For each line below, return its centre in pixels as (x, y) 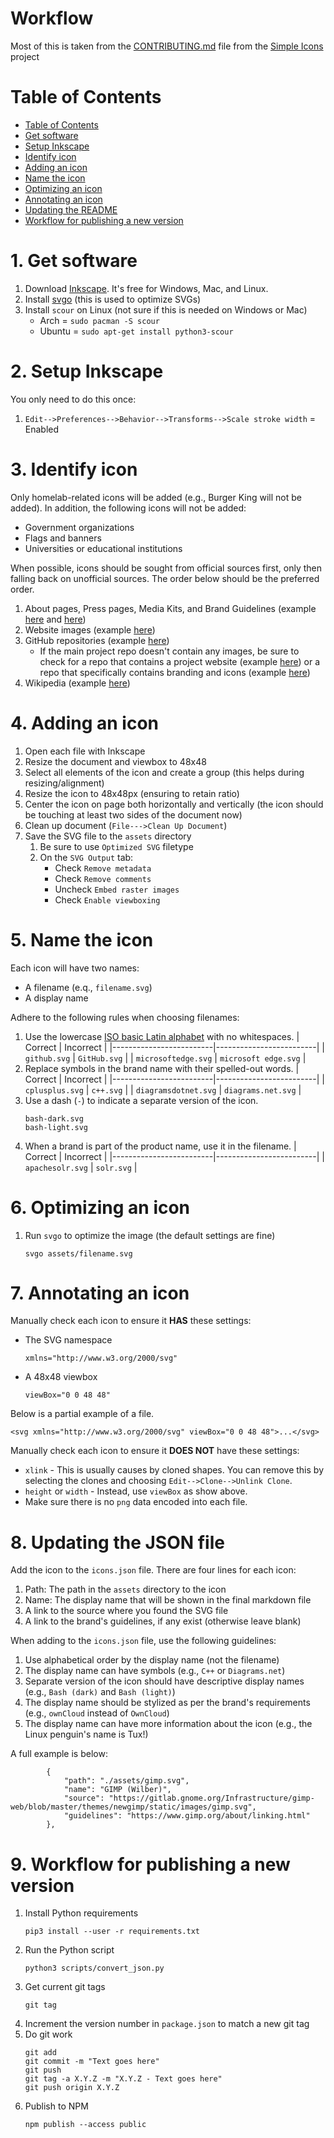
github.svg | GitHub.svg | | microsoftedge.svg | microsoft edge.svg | (165, 1058)
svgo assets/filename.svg (78, 1253)
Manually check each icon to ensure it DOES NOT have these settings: (155, 1451)
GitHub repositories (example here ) (97, 640)
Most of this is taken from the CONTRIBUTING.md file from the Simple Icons (167, 46)
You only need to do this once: (73, 399)
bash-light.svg (56, 1127)
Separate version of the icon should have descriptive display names (164, 1681)
